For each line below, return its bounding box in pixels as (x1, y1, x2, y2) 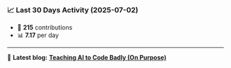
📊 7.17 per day (16, 31, 59, 39)
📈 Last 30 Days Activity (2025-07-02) (7, 5, 139, 14)
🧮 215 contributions (16, 23, 73, 32)
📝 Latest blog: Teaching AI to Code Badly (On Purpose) (7, 54, 167, 62)
